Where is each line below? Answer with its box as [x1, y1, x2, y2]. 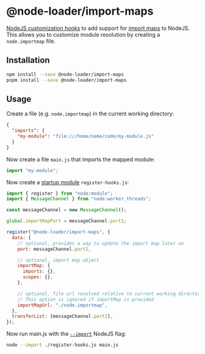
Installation [6, 55, 50, 65]
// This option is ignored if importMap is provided [17, 296, 154, 303]
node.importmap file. [6, 37, 56, 45]
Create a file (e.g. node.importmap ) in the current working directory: [6, 110, 174, 117]
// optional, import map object [17, 257, 99, 263]
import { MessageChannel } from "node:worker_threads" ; [6, 196, 151, 202]
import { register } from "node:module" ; [6, 190, 113, 197]
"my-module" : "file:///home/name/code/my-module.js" [17, 133, 154, 140]
